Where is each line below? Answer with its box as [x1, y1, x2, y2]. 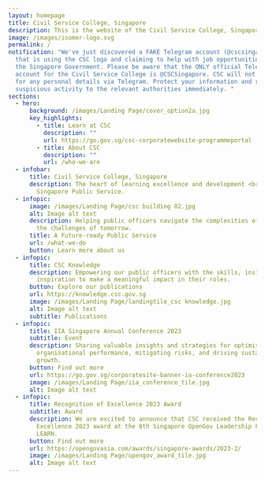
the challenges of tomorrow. [36, 224, 132, 233]
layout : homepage [8, 11, 65, 20]
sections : [8, 92, 41, 100]
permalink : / [8, 41, 51, 49]
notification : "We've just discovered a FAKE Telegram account [8, 48, 221, 56]
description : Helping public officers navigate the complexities [28, 217, 248, 225]
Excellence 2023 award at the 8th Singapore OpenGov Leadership [36, 422, 252, 430]
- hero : [15, 99, 41, 107]
